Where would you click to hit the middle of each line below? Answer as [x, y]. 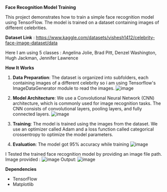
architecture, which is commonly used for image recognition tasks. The [87, 103]
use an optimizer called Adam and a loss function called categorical [83, 129]
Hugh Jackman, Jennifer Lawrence [42, 58]
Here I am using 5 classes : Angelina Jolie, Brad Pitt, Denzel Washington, [81, 53]
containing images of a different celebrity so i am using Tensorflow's [84, 83]
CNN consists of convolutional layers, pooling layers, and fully [77, 109]
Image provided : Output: [41, 159]
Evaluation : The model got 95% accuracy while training [71, 144]
